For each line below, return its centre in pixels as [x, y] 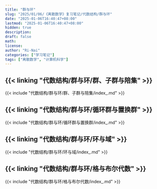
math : [10, 41]
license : [14, 46]
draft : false [18, 37]
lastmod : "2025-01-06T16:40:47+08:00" [44, 23]
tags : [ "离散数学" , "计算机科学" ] [37, 59]
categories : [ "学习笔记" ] [30, 55]
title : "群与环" [20, 9]
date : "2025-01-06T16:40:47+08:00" [41, 19]
